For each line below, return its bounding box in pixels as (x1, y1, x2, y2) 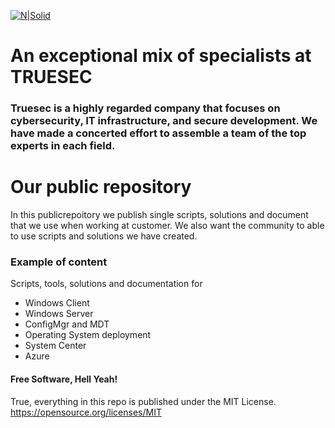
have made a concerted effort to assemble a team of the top (10, 126, 307, 140)
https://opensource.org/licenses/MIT (10, 406, 162, 418)
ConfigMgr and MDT (24, 318, 110, 330)
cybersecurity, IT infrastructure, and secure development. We (10, 114, 318, 128)
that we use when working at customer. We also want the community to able (10, 220, 325, 232)
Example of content (10, 255, 108, 269)
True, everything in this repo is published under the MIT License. (10, 395, 277, 407)
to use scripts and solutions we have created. (10, 230, 198, 242)
